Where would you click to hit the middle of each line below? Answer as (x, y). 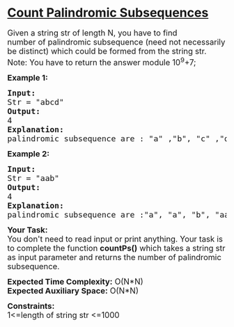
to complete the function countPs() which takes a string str (116, 248)
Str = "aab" (33, 178)
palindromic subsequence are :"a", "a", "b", (109, 215)
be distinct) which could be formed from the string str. (107, 51)
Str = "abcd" (36, 102)
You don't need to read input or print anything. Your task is (115, 239)
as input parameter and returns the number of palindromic (114, 257)
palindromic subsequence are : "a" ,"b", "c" (109, 138)
